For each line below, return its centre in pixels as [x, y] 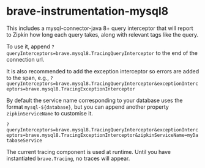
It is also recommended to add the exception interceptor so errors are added [103, 71]
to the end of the [177, 53]
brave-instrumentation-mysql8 [88, 11]
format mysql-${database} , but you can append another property [88, 107]
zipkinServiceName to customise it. [50, 113]
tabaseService [24, 141]
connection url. [25, 59]
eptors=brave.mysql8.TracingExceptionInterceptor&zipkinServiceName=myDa [102, 135]
